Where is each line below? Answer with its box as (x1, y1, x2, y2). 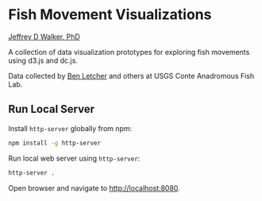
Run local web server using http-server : (8, 153, 141, 163)
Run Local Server (8, 102, 95, 116)
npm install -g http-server (8, 139, 102, 147)
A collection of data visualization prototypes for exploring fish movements (8, 47, 250, 56)
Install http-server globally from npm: (8, 123, 133, 133)
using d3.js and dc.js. (8, 56, 78, 65)
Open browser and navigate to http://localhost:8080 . (8, 183, 180, 192)
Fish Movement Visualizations (8, 6, 212, 24)
